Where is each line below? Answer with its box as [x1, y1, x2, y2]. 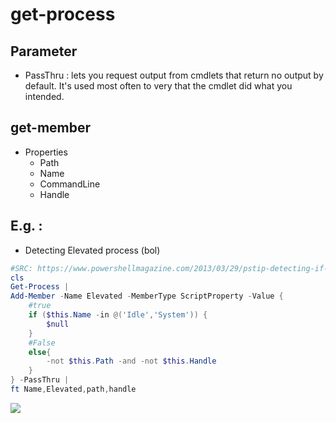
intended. [24, 91, 65, 102]
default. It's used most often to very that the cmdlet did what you [24, 80, 293, 92]
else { [28, 347, 52, 357]
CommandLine [39, 178, 101, 190]
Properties [24, 146, 68, 158]
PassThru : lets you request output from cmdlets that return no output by [24, 69, 324, 81]
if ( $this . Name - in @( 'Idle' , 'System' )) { [28, 310, 208, 320]
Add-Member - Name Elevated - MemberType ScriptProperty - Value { [10, 291, 284, 302]
